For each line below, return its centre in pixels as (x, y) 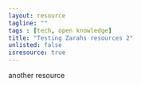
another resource (37, 75)
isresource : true (37, 53)
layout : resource (37, 16)
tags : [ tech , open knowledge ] (60, 30)
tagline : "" (28, 23)
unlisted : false (35, 45)
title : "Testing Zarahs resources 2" (71, 38)
